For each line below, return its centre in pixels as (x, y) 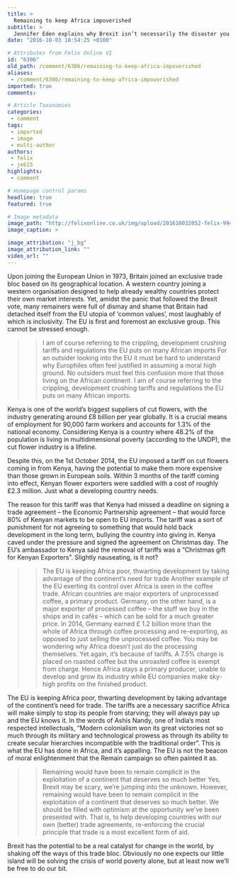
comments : (22, 93)
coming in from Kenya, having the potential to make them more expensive (115, 468)
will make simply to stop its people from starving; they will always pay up (114, 713)
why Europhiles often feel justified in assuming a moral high (129, 365)
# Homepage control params (47, 191)
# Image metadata (33, 217)
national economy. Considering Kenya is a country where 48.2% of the (110, 432)
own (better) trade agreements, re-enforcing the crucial (124, 824)
